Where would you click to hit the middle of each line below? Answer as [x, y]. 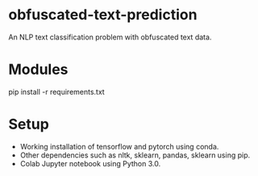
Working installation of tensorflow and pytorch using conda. [119, 146]
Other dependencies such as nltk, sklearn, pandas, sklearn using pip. [135, 155]
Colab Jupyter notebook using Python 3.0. [90, 163]
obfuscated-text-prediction [103, 15]
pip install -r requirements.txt [56, 92]
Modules [38, 70]
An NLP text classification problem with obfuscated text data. [110, 37]
